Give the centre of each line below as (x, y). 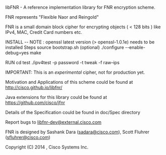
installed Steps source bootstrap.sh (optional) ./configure (65, 47)
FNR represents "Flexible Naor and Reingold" (52, 17)
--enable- (135, 47)
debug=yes (17, 53)
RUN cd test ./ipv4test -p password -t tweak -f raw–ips (62, 62)
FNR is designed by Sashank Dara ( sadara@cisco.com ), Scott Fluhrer (77, 132)
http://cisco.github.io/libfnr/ (34, 87)
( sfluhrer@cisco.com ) (28, 137)
